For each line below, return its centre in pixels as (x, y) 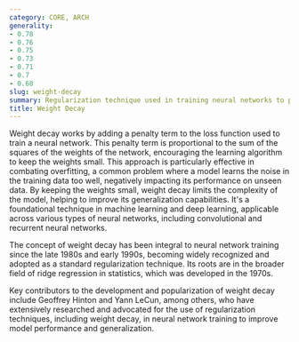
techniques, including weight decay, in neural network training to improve (144, 319)
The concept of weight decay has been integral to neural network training (144, 245)
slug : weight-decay (45, 91)
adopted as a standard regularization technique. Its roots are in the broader (147, 264)
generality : (31, 26)
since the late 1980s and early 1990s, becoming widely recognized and (139, 255)
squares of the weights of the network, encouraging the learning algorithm (146, 153)
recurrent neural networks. (58, 228)
